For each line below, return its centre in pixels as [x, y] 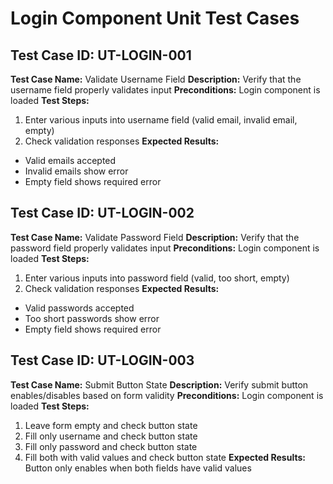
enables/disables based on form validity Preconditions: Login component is [167, 395]
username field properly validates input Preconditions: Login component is [165, 90]
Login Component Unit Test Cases [155, 18]
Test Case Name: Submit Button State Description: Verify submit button [159, 384]
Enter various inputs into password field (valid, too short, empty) [157, 278]
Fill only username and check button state [111, 436]
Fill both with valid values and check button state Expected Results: [165, 457]
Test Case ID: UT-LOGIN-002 [102, 213]
